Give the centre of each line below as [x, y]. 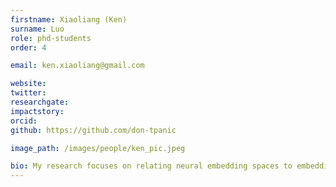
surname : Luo [37, 29]
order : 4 [28, 47]
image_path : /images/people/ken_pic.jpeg [98, 148]
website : [28, 84]
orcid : [24, 121]
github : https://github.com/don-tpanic [93, 130]
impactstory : [37, 111]
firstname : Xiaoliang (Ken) [69, 19]
